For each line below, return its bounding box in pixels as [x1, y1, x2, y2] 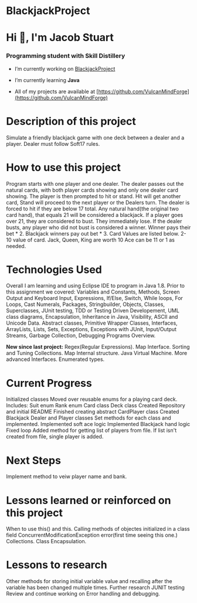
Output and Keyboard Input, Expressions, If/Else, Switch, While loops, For [6, 295, 184, 302]
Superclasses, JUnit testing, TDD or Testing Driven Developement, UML [6, 307, 180, 314]
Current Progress [6, 376, 92, 390]
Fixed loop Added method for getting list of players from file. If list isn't [6, 427, 177, 434]
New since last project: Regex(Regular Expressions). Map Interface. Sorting [6, 343, 190, 350]
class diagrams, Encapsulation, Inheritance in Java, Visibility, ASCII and [6, 314, 178, 321]
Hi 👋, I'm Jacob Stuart [6, 31, 114, 45]
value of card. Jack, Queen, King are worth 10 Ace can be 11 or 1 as [12, 236, 175, 243]
